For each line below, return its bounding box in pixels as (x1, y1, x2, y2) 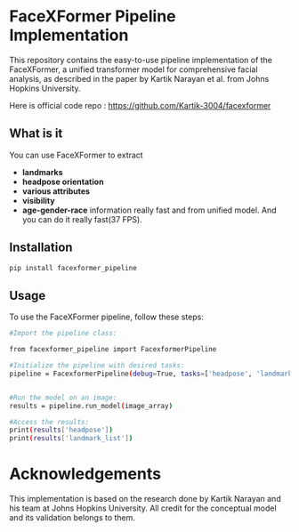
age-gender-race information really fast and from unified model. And (21, 205, 278, 215)
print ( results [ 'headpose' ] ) (9, 425, 114, 435)
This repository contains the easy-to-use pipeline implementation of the (9, 54, 273, 65)
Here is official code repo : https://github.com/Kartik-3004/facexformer (9, 100, 271, 110)
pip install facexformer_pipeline (9, 263, 138, 272)
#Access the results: (9, 417, 90, 426)
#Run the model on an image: (9, 393, 117, 402)
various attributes (21, 185, 91, 197)
